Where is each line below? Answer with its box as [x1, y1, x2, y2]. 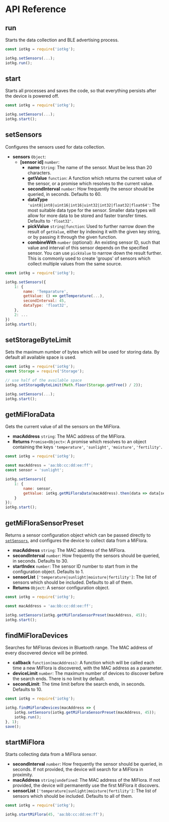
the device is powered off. [5, 93, 59, 99]
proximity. [12, 772, 34, 778]
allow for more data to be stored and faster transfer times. [27, 213, 148, 219]
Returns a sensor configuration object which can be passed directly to [5, 532, 151, 538]
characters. [27, 170, 51, 176]
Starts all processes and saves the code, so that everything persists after [5, 88, 157, 94]
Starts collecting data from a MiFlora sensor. [5, 751, 97, 758]
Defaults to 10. [12, 687, 43, 693]
